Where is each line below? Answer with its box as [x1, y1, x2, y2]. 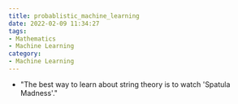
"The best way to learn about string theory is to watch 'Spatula [19, 79, 231, 89]
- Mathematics [8, 34, 57, 43]
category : [8, 50, 42, 58]
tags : [8, 27, 27, 35]
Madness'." [19, 88, 58, 97]
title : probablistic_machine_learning [8, 11, 140, 20]
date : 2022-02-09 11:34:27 [8, 19, 100, 28]
